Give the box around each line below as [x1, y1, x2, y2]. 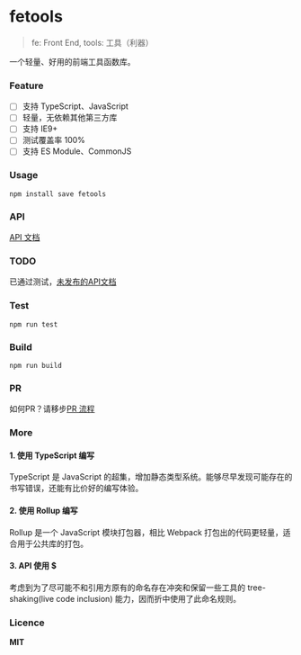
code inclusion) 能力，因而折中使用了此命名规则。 [56, 593, 241, 604]
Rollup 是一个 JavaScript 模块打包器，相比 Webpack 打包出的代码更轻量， [9, 526, 283, 537]
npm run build [9, 362, 63, 371]
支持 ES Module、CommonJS [22, 146, 132, 157]
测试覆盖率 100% [22, 135, 85, 146]
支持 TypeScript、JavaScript [22, 101, 128, 112]
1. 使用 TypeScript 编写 [9, 450, 95, 461]
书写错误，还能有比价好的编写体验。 [9, 483, 144, 494]
